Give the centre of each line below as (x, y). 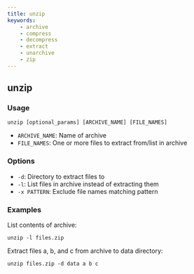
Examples (25, 209)
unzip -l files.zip (36, 238)
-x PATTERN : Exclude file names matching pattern (88, 191)
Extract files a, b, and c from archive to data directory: (85, 251)
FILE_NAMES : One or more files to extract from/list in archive (102, 143)
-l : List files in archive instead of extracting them (88, 184)
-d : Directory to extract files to (61, 176)
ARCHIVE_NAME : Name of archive (62, 136)
